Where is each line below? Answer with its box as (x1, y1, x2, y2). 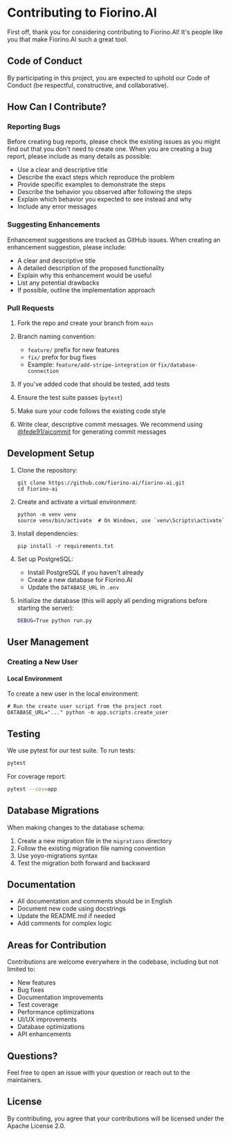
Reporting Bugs (7, 122, 61, 132)
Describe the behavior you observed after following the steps (17, 188, 192, 196)
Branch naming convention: (17, 333, 96, 341)
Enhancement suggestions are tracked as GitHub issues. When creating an (7, 236, 221, 244)
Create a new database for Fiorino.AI (27, 575, 133, 583)
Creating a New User (7, 657, 78, 667)
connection (27, 368, 59, 375)
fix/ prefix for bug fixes (27, 353, 97, 362)
